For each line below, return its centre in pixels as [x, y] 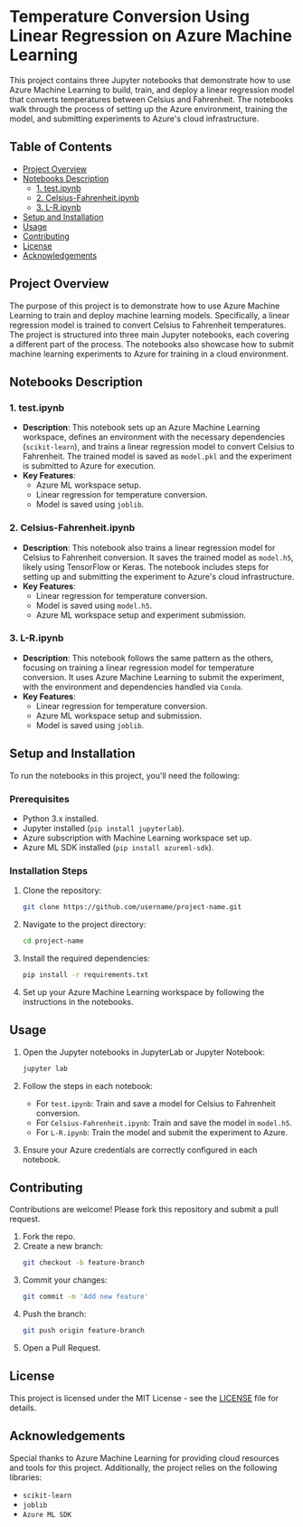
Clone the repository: [62, 891]
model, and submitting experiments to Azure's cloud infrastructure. [134, 119]
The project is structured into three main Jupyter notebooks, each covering [149, 334]
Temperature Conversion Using [130, 17]
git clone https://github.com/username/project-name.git [132, 907]
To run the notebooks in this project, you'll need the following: [124, 775]
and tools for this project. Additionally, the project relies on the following [143, 1467]
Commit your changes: [65, 1280]
